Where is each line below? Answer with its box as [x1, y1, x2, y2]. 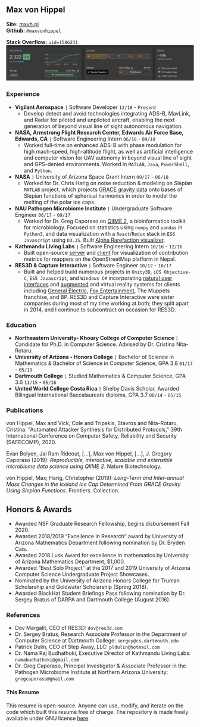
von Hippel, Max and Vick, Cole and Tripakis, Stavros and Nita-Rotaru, [6, 420, 179, 427]
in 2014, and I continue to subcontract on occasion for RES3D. [23, 306, 176, 313]
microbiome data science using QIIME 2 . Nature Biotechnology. [6, 463, 162, 470]
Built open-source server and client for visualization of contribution [23, 249, 189, 256]
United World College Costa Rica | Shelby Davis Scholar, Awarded [14, 385, 180, 392]
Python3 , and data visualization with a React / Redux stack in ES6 [23, 230, 176, 237]
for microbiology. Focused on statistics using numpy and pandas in [23, 223, 183, 231]
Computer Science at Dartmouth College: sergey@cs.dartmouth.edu [14, 637, 179, 644]
